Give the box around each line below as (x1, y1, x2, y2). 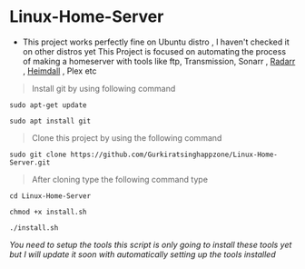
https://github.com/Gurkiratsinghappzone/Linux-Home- (70, 150, 279, 159)
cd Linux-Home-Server (9, 191, 92, 201)
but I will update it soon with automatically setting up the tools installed (9, 248, 276, 260)
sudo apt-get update (9, 100, 88, 110)
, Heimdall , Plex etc (22, 65, 97, 76)
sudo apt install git (9, 116, 92, 125)
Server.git (9, 157, 51, 167)
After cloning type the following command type (31, 174, 209, 184)
